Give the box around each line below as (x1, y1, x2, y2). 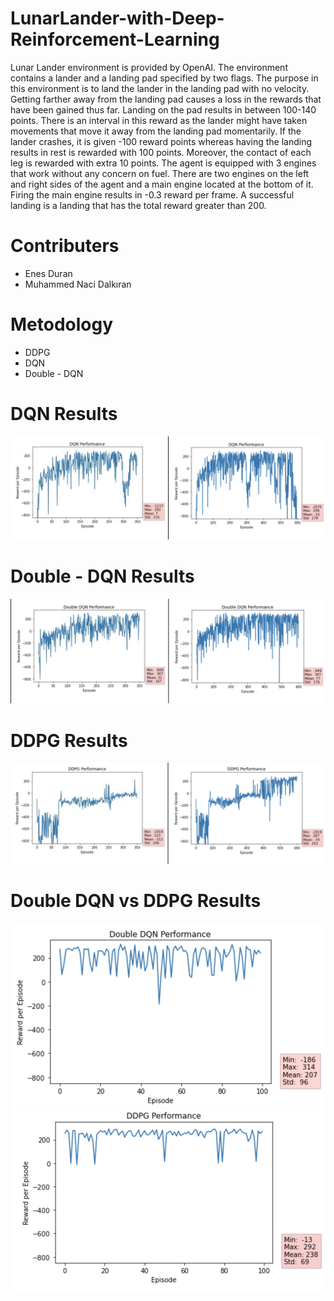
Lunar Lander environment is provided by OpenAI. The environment (10, 61, 288, 73)
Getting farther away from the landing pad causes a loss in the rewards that (10, 93, 322, 105)
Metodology (10, 313, 114, 336)
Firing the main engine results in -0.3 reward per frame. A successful (10, 188, 295, 201)
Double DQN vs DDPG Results (10, 889, 262, 912)
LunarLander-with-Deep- (10, 7, 225, 30)
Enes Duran (24, 267, 73, 279)
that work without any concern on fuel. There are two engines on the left (10, 167, 310, 179)
